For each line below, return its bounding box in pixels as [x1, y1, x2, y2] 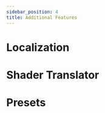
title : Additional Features [6, 15, 78, 21]
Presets [6, 96, 46, 109]
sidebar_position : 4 [6, 8, 59, 15]
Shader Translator [6, 68, 100, 82]
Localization [6, 40, 70, 54]
